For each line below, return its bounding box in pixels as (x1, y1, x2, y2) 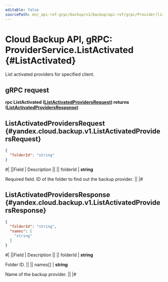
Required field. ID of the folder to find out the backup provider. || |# (5, 176, 143, 182)
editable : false (5, 7, 39, 13)
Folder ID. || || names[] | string (5, 261, 68, 267)
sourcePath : (5, 12, 30, 17)
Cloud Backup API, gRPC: (5, 34, 112, 45)
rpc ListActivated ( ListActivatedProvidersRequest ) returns (5, 99, 129, 105)
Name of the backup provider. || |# (5, 271, 76, 277)
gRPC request (5, 86, 49, 94)
